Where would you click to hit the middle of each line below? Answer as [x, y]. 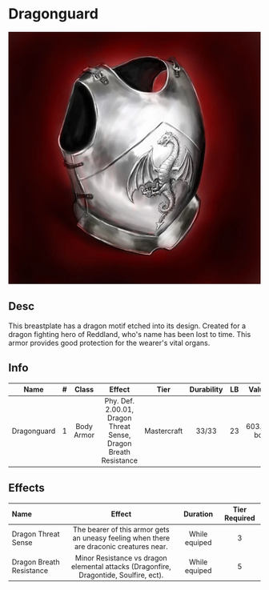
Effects [27, 488]
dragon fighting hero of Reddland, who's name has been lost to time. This [130, 334]
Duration [199, 514]
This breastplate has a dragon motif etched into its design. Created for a [127, 326]
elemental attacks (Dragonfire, [121, 566]
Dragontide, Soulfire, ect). [121, 575]
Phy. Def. [119, 401]
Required [239, 518]
